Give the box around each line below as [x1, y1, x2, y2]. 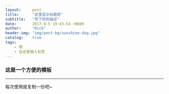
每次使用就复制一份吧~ [5, 83, 53, 89]
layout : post [5, 7, 42, 12]
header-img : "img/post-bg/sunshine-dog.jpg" [5, 30, 100, 35]
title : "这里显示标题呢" [5, 12, 63, 17]
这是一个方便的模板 [5, 66, 52, 73]
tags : [5, 40, 17, 45]
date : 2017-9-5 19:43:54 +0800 [5, 21, 84, 26]
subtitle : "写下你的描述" [5, 16, 59, 21]
